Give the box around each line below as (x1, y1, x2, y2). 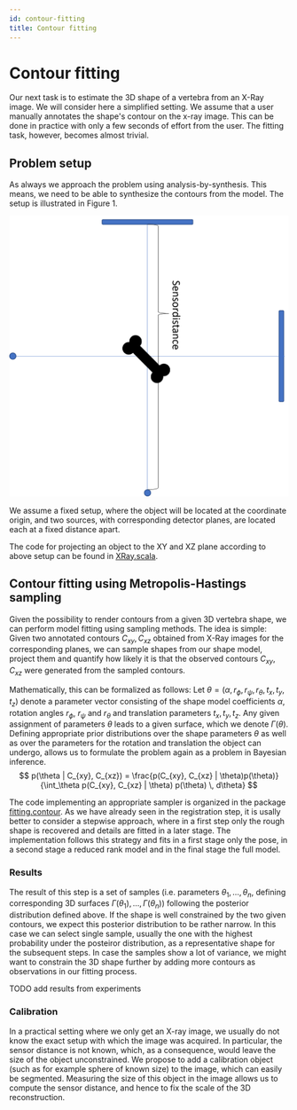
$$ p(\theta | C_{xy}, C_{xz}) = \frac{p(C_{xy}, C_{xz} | (19, 770, 218, 781)
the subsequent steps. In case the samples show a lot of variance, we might (9, 948, 286, 958)
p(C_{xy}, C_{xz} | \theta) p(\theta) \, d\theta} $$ (81, 780, 259, 791)
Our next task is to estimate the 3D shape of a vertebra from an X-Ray (9, 92, 264, 103)
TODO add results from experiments (9, 983, 142, 994)
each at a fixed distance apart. (9, 524, 121, 534)
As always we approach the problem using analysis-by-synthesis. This (9, 179, 268, 190)
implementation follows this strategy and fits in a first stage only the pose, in (9, 835, 288, 846)
